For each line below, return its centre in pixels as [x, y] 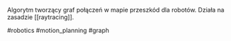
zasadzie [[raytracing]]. [41, 17]
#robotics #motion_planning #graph [58, 30]
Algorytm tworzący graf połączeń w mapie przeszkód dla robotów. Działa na [116, 10]
